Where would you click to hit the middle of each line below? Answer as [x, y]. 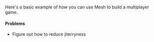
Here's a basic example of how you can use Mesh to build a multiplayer [77, 7]
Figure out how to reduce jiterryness [49, 34]
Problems [15, 23]
